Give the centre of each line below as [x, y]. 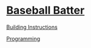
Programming [23, 38]
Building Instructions [32, 27]
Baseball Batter [45, 10]
